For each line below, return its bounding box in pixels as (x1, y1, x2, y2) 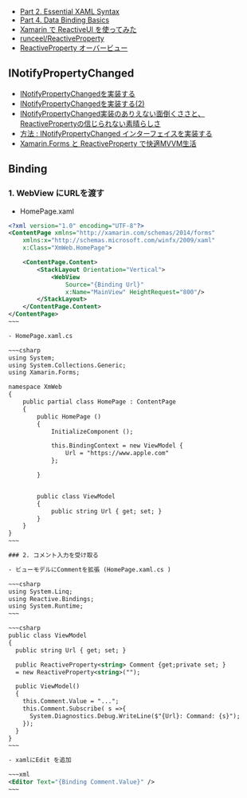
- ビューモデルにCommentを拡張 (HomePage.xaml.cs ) (8, 565, 171, 573)
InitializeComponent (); (50, 427, 134, 435)
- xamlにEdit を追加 (8, 757, 72, 765)
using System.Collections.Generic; (8, 361, 127, 369)
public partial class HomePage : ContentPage (22, 398, 177, 406)
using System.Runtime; (8, 602, 84, 611)
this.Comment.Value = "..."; (22, 698, 120, 706)
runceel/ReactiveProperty (19, 33, 105, 43)
